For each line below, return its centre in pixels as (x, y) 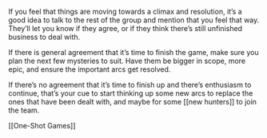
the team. (24, 110)
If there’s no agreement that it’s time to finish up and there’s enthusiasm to (130, 85)
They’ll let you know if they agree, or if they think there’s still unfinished (125, 28)
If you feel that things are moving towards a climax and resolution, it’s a (125, 12)
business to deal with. (44, 37)
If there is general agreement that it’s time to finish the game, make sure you (133, 52)
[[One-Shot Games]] (42, 126)
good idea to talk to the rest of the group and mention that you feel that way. (134, 20)
